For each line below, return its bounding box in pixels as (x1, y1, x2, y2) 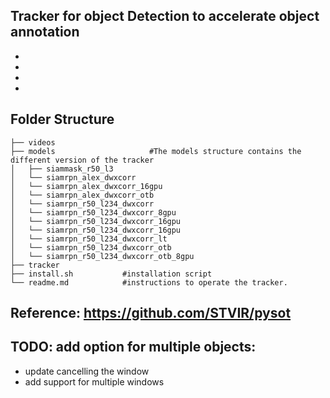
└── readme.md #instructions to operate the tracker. (10, 277, 288, 288)
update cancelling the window (24, 365, 150, 377)
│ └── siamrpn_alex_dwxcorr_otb (10, 190, 155, 200)
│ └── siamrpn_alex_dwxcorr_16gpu (10, 181, 163, 191)
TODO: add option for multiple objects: (10, 339, 257, 356)
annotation (10, 24, 80, 41)
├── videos (10, 137, 56, 148)
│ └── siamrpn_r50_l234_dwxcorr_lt (10, 234, 168, 244)
